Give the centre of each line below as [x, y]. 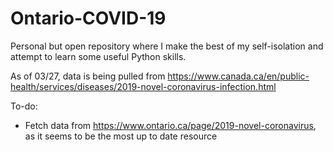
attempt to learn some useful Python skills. [98, 56]
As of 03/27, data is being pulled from [88, 76]
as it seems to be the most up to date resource [121, 136]
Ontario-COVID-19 [88, 18]
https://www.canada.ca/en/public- [238, 76]
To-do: [24, 106]
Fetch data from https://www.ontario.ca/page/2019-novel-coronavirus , [170, 125]
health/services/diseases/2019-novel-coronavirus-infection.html [143, 86]
